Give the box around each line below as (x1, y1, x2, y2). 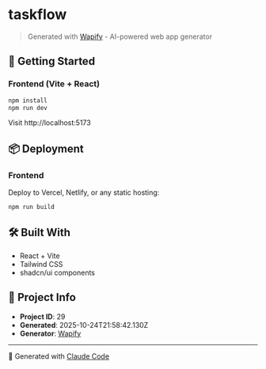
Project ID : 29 (19, 311, 66, 321)
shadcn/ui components (19, 268, 95, 277)
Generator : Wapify (19, 329, 82, 338)
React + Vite (19, 251, 61, 261)
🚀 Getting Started (8, 55, 96, 68)
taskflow (8, 6, 67, 24)
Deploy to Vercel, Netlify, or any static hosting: (8, 188, 160, 197)
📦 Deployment (8, 142, 85, 155)
